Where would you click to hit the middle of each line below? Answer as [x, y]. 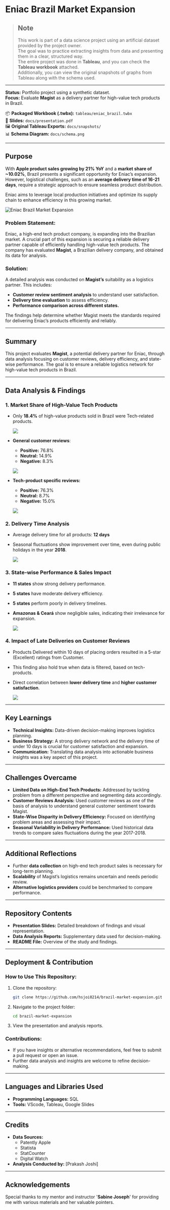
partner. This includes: [29, 285]
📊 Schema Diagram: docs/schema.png [45, 134]
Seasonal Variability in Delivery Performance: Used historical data [83, 828]
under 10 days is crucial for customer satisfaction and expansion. [80, 746]
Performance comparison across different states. [66, 305]
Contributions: [24, 1039]
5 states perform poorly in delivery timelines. [60, 603]
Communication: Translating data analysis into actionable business [83, 752]
